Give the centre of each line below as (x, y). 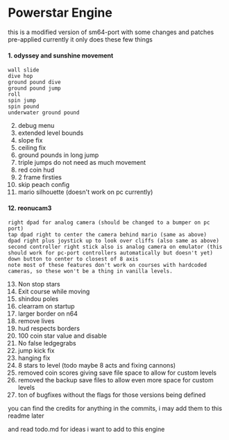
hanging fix (34, 358)
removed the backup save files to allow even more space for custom (116, 380)
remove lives (36, 321)
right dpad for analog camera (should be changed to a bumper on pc (109, 223)
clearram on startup (46, 307)
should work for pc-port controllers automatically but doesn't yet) (111, 253)
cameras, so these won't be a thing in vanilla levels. (90, 271)
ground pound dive (34, 82)
